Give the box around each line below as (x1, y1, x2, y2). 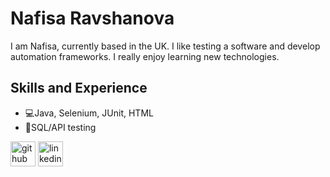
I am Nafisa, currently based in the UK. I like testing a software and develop (10, 40, 321, 52)
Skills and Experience (10, 80, 148, 97)
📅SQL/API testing (24, 121, 97, 133)
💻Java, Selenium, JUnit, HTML (24, 107, 154, 119)
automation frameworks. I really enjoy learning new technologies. (10, 50, 280, 62)
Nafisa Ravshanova (10, 7, 175, 30)
